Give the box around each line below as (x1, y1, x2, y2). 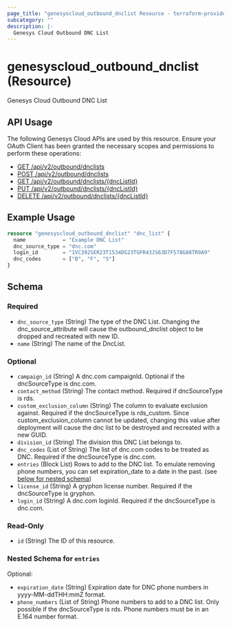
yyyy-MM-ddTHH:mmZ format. (16, 590, 106, 598)
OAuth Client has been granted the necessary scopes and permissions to (7, 142, 214, 150)
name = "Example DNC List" (13, 236, 125, 243)
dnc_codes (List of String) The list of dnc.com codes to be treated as (16, 446, 210, 454)
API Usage (7, 116, 53, 128)
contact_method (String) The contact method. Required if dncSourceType (16, 387, 223, 395)
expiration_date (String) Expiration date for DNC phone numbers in (16, 583, 208, 591)
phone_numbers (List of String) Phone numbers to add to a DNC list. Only (16, 597, 220, 606)
